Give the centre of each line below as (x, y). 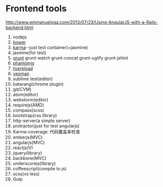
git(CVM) (22, 89)
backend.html (20, 27)
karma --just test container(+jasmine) (50, 47)
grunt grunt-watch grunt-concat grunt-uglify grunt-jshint (70, 58)
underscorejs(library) (34, 163)
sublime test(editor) (33, 79)
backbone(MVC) (29, 158)
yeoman (21, 73)
